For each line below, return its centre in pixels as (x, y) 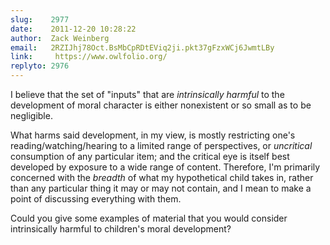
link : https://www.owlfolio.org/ (89, 57)
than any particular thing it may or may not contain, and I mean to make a (161, 188)
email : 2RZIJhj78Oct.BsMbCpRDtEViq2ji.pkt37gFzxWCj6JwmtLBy (142, 47)
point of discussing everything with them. (96, 199)
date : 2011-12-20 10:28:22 (73, 29)
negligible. (31, 115)
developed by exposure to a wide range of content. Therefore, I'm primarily (165, 167)
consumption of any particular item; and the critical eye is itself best (150, 156)
